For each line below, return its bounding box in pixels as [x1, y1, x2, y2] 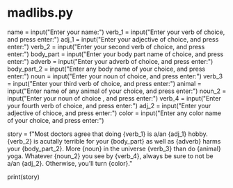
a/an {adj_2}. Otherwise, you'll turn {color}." [7, 159, 133, 167]
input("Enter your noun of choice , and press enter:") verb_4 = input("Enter [7, 94, 221, 102]
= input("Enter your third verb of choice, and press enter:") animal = [7, 79, 202, 87]
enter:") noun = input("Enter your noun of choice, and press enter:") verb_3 [7, 71, 223, 80]
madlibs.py [7, 5, 74, 21]
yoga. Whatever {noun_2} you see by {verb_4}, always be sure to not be [7, 151, 214, 160]
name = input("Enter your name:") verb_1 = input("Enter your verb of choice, [7, 28, 225, 36]
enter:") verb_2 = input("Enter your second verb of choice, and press [7, 42, 205, 51]
